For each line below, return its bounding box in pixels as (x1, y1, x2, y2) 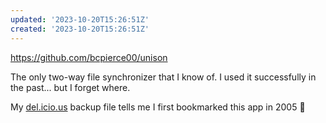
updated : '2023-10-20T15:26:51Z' (10, 14, 150, 25)
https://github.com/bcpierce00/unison (10, 51, 168, 63)
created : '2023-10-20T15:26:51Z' (10, 24, 150, 34)
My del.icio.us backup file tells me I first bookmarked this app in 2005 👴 (10, 101, 306, 113)
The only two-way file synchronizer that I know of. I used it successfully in (10, 71, 317, 83)
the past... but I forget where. (10, 81, 131, 93)
